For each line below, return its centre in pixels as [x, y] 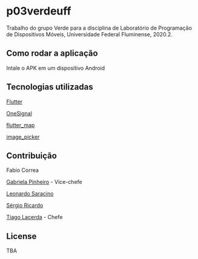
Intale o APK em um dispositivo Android [56, 68]
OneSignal [19, 113]
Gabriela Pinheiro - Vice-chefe [45, 182]
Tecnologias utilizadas [50, 87]
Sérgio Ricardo [25, 205]
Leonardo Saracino [30, 194]
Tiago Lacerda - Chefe [35, 217]
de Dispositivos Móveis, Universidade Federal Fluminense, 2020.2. [89, 34]
